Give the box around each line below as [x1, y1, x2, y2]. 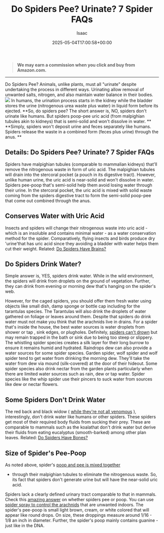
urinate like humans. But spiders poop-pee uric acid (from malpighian [5, 113, 145, 119]
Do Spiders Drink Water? [5, 260, 82, 268]
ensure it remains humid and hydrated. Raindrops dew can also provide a [5, 345, 152, 351]
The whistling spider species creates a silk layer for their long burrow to [5, 340, 149, 346]
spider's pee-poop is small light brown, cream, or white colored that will [5, 507, 150, 513]
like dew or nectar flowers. [5, 381, 59, 387]
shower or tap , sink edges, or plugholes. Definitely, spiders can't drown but [5, 330, 158, 335]
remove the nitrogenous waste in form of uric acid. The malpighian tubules [5, 166, 155, 172]
